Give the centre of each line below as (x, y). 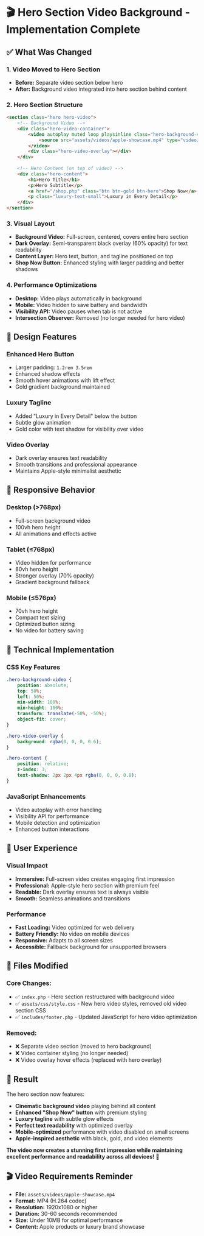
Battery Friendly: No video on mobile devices (72, 934)
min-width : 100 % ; (39, 702)
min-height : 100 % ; (40, 708)
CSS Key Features (33, 667)
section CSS (31, 1010)
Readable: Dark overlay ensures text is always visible (82, 892)
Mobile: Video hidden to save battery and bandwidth (81, 305)
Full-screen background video (53, 521)
